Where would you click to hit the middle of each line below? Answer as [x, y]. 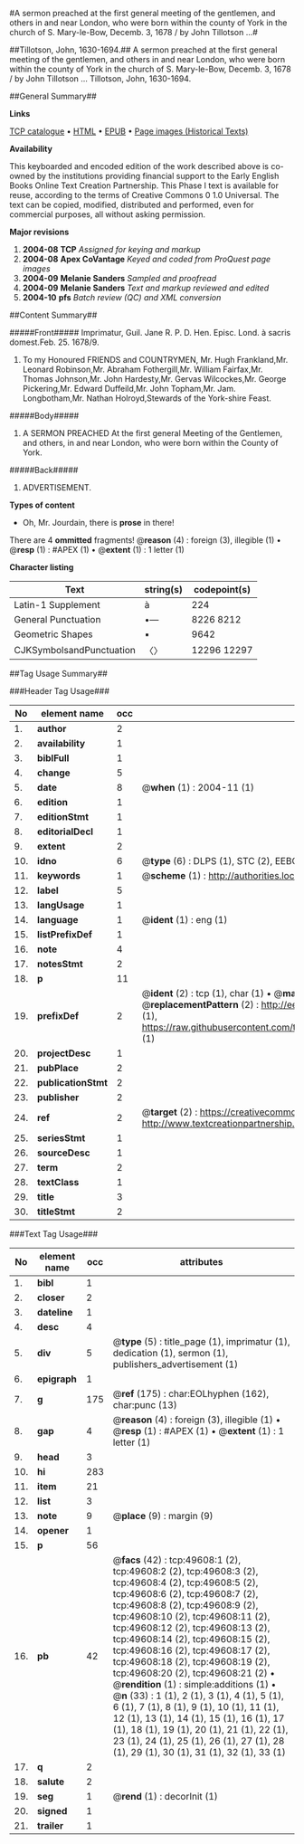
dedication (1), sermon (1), [171, 1353]
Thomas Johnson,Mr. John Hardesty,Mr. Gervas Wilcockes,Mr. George [154, 379]
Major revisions [39, 232]
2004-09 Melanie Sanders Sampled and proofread [119, 278]
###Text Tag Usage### [54, 1234]
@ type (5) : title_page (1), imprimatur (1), [202, 1341]
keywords [59, 875]
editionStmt [63, 817]
